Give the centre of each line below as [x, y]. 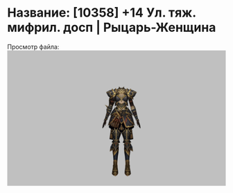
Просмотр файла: [33, 47]
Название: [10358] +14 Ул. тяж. [102, 13]
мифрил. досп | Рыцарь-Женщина [112, 27]
